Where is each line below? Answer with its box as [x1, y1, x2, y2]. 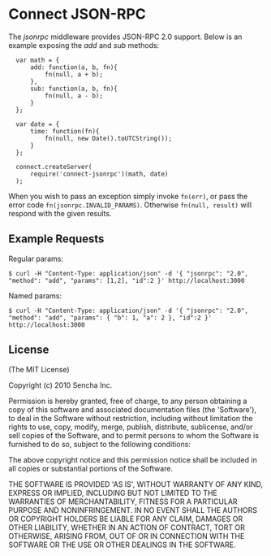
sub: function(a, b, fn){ [29, 85, 118, 93]
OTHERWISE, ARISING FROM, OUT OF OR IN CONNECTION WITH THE [8, 531, 245, 541]
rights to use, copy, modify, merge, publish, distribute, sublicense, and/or [8, 422, 253, 432]
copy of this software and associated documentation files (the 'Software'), [8, 404, 257, 415]
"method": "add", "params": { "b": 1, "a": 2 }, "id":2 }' [8, 314, 213, 322]
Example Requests [8, 232, 105, 246]
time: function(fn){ [29, 127, 100, 135]
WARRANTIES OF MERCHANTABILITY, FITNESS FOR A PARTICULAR [8, 497, 238, 506]
